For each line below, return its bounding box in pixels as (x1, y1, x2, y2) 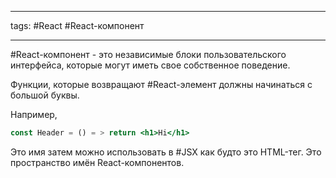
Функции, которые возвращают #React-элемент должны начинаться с (10, 79, 313, 90)
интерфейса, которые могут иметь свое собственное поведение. (10, 59, 291, 71)
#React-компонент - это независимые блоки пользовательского (10, 49, 287, 60)
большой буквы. (10, 89, 80, 101)
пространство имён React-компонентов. (10, 156, 185, 168)
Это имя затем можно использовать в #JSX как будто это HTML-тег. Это (10, 146, 322, 158)
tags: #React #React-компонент (10, 20, 145, 31)
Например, (10, 109, 58, 120)
